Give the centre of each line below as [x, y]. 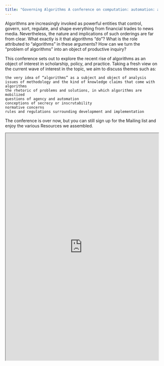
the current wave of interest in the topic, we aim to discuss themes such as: [81, 69]
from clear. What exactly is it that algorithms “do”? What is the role [71, 39]
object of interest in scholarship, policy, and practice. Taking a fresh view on [81, 64]
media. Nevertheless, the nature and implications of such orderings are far [79, 33]
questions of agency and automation [42, 99]
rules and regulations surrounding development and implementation [75, 111]
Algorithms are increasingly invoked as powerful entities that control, [74, 23]
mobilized [15, 95]
